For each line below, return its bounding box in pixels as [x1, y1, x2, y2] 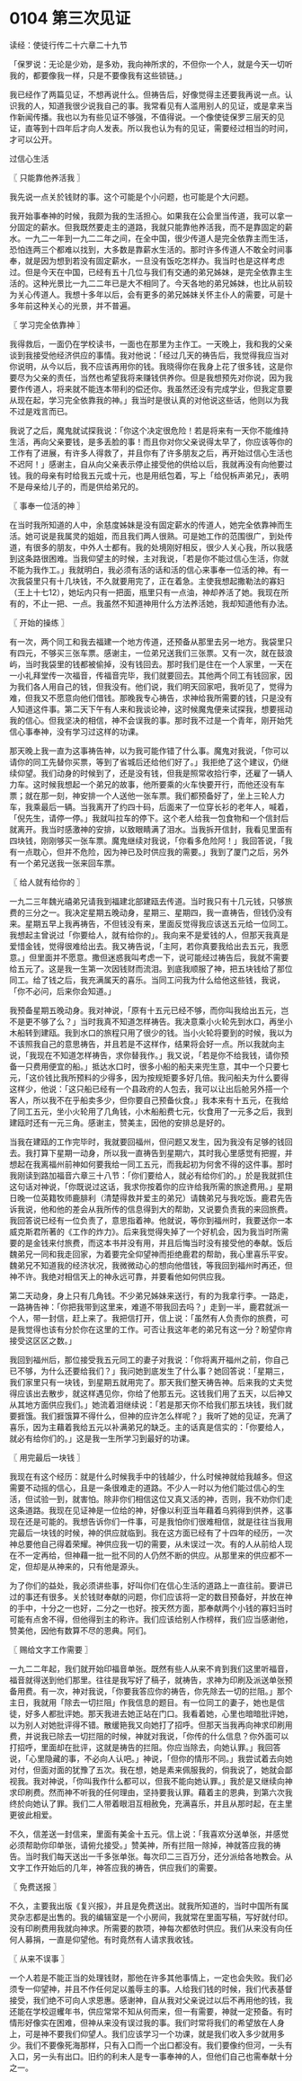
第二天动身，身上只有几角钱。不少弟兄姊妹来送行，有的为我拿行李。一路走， [9, 1290, 293, 1301]
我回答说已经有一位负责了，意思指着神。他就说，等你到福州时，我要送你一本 [9, 1214, 293, 1225]
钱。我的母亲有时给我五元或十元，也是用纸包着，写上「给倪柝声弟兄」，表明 [9, 469, 289, 481]
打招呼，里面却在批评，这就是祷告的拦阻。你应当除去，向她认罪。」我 [9, 1741, 265, 1753]
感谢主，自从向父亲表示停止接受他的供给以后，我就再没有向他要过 [48, 458, 293, 469]
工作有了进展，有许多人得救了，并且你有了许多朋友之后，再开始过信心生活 [9, 447, 285, 458]
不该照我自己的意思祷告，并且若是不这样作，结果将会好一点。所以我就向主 [9, 1038, 285, 1049]
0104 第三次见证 [9, 8, 131, 29]
